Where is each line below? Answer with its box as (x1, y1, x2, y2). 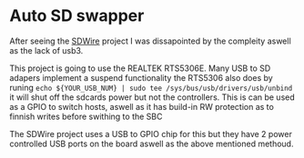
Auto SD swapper (9, 5, 145, 26)
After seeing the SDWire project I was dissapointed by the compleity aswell (9, 35, 291, 46)
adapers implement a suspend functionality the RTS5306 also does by (9, 72, 273, 83)
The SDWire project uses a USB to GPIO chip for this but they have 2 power (9, 128, 293, 139)
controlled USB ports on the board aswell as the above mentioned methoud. (9, 138, 294, 149)
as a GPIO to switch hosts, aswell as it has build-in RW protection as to (9, 101, 275, 112)
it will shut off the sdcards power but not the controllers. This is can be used (9, 92, 296, 103)
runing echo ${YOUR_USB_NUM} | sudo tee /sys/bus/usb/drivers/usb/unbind (9, 82, 293, 93)
